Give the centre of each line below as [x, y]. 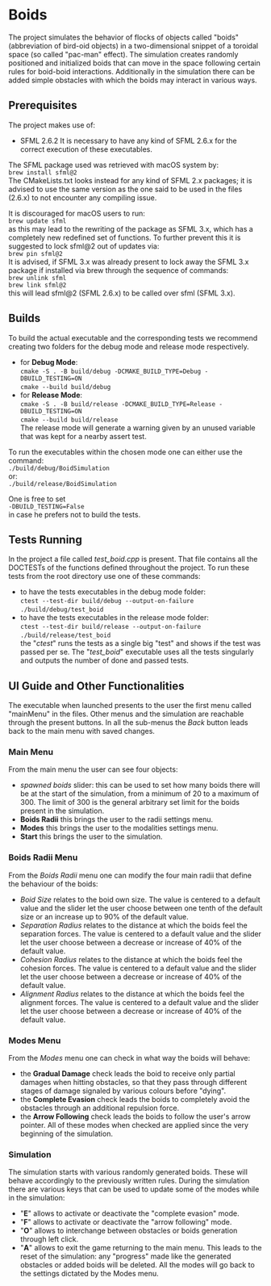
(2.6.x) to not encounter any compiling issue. [83, 197]
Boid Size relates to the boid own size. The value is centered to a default [140, 899]
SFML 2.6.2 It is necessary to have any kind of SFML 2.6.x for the [128, 140]
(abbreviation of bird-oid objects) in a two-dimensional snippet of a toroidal [133, 45]
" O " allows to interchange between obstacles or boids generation [129, 1231]
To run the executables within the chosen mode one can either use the [126, 452]
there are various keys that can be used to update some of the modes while [134, 1189]
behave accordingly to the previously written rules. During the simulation [129, 1181]
